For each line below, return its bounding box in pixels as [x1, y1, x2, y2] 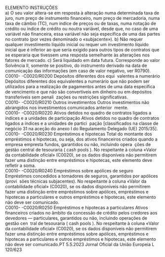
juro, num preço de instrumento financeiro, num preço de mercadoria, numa [5, 15, 160, 21]
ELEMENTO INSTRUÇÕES [5, 5, 58, 10]
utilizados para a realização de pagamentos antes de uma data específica [5, 84, 156, 89]
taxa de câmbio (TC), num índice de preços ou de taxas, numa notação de [5, 20, 157, 26]
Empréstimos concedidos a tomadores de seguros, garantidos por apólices [5, 173, 158, 179]
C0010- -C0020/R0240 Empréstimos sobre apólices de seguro [5, 168, 133, 173]
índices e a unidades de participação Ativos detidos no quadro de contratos [5, 115, 160, 121]
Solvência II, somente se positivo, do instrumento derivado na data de [5, 62, 147, 68]
